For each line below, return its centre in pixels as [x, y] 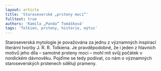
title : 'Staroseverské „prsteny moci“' [47, 14]
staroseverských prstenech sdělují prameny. [51, 64]
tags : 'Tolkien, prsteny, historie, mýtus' [51, 28]
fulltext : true [21, 19]
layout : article [22, 10]
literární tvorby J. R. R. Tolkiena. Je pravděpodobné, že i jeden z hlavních [80, 48]
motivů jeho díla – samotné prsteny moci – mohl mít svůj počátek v [74, 53]
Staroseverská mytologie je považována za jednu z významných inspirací [81, 42]
